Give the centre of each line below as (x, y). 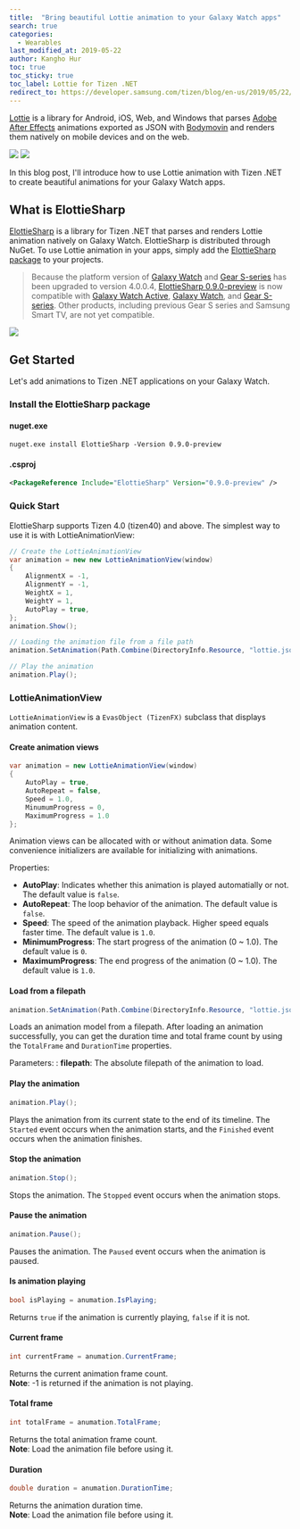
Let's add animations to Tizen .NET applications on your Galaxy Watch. (140, 381)
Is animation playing (48, 1281)
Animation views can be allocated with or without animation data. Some (141, 841)
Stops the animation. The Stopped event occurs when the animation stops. (145, 1195)
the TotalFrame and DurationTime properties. (91, 1046)
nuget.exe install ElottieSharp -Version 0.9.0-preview (115, 445)
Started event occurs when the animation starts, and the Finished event (142, 1129)
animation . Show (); (43, 626)
